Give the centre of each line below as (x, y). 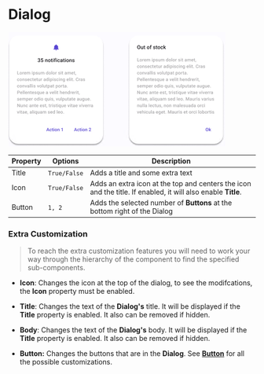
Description (171, 161)
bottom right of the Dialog (131, 211)
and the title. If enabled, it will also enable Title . (166, 192)
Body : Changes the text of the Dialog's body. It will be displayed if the (133, 330)
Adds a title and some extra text (141, 172)
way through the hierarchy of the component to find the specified (133, 259)
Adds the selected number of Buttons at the (161, 203)
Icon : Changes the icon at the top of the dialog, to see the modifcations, (136, 282)
